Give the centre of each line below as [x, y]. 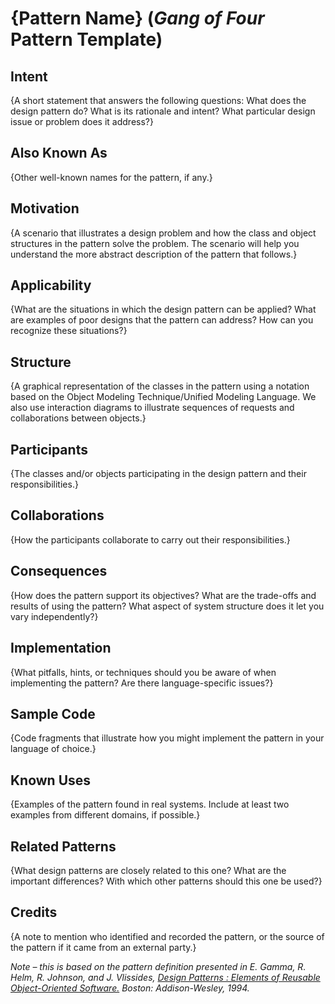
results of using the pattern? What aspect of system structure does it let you [167, 606]
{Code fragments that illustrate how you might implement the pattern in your [167, 738]
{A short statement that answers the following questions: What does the [158, 100]
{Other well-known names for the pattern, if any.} [111, 177]
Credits [34, 912]
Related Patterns [63, 846]
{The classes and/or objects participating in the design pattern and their [158, 474]
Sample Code [53, 713]
